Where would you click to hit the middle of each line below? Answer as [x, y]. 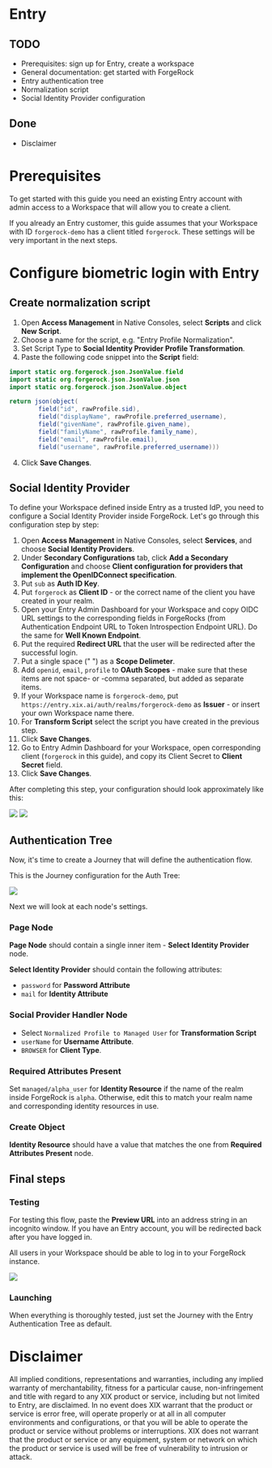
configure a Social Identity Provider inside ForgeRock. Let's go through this [134, 516]
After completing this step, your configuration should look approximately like [136, 790]
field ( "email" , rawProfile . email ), [98, 440]
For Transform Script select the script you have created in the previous [140, 722]
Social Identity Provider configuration [83, 98]
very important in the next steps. [64, 240]
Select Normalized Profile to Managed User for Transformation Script [139, 1033]
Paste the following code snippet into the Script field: [110, 357]
